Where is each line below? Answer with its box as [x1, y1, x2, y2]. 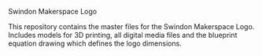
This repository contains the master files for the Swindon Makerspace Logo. [8, 22, 255, 31]
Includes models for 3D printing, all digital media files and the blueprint [8, 31, 238, 39]
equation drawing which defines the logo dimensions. [8, 39, 183, 48]
